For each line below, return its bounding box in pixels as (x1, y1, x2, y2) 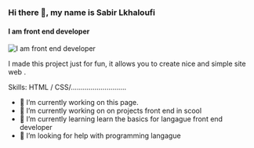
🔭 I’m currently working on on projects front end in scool (19, 106, 202, 116)
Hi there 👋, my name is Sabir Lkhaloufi (8, 7, 155, 18)
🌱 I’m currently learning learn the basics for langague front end (19, 114, 223, 124)
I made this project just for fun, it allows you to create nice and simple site (8, 59, 246, 69)
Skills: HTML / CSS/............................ (8, 82, 127, 92)
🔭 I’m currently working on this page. (19, 98, 139, 107)
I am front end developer (8, 27, 90, 36)
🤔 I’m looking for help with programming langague (19, 131, 182, 140)
